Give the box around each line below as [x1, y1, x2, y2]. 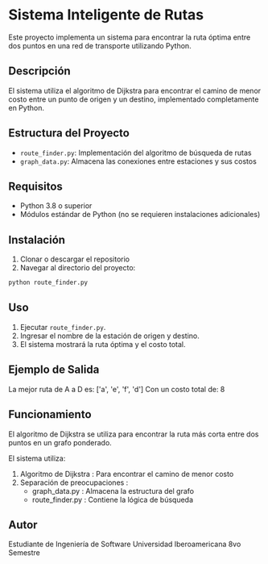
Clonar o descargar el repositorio [19, 254, 130, 264]
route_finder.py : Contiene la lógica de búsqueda [31, 495, 194, 504]
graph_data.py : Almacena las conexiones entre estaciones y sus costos [19, 156, 258, 166]
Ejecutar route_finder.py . [19, 322, 106, 332]
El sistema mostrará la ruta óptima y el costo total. [19, 339, 187, 349]
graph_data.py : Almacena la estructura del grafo [31, 486, 195, 495]
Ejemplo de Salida [8, 363, 100, 377]
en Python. [8, 102, 44, 112]
